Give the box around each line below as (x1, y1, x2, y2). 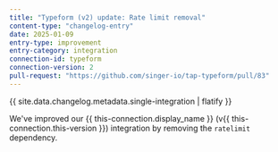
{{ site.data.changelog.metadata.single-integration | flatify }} (9, 96, 232, 106)
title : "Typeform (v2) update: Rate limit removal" (9, 13, 206, 22)
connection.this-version (9, 122, 97, 133)
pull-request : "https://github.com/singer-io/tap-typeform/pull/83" (9, 72, 270, 80)
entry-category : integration (9, 46, 118, 55)
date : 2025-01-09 (9, 30, 74, 38)
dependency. (9, 131, 58, 143)
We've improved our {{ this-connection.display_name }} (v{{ (9, 113, 231, 123)
